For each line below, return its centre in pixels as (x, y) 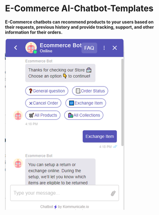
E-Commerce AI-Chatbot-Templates (79, 8)
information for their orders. (34, 32)
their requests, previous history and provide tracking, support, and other (79, 27)
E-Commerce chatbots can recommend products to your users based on (79, 22)
